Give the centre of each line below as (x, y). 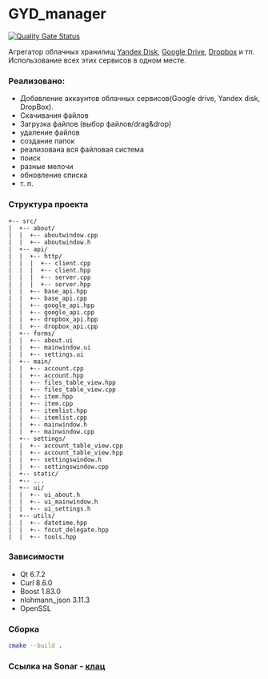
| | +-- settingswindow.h (55, 459)
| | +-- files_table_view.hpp (62, 382)
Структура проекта (48, 204)
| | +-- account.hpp (46, 375)
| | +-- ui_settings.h (50, 509)
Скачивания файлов (54, 115)
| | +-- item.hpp (41, 396)
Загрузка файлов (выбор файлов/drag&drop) (96, 124)
